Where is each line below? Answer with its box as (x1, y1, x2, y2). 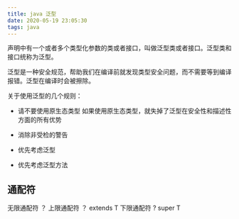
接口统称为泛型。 (7, 52, 58, 61)
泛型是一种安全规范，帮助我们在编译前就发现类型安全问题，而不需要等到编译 (7, 68, 232, 77)
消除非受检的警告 (17, 130, 68, 139)
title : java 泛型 (7, 10, 57, 18)
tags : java (7, 23, 40, 30)
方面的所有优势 (17, 116, 62, 124)
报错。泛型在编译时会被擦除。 (7, 77, 95, 85)
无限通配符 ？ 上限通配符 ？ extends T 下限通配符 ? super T (7, 203, 181, 213)
